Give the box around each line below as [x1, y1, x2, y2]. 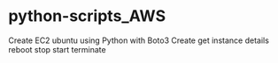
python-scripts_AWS [8, 6, 166, 26]
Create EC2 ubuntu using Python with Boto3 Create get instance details [8, 35, 269, 45]
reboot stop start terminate [8, 44, 107, 54]
